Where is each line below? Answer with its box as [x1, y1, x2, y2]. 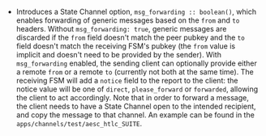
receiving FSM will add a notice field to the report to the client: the [15, 76, 238, 85]
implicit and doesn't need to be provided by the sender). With [15, 50, 221, 59]
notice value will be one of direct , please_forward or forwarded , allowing [15, 84, 259, 94]
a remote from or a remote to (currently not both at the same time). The [15, 67, 254, 76]
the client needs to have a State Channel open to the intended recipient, [15, 101, 257, 111]
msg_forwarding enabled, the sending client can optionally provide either [15, 58, 258, 68]
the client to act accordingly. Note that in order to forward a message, [15, 93, 249, 102]
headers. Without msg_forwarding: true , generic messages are [15, 24, 227, 33]
